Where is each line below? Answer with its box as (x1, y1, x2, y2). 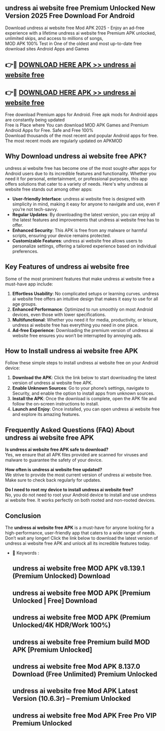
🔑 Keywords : (12, 550, 39, 556)
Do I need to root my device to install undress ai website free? (5, 487, 134, 493)
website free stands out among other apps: (5, 186, 93, 192)
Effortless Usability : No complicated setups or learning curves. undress (12, 290, 159, 296)
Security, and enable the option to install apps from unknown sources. (12, 390, 155, 397)
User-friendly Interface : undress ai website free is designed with (12, 196, 145, 202)
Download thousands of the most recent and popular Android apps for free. (5, 133, 159, 139)
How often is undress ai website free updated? (5, 467, 102, 473)
